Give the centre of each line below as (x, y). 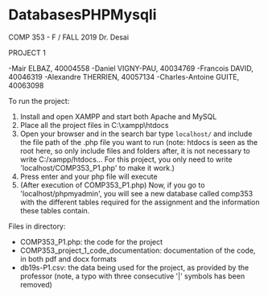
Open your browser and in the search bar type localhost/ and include (136, 134)
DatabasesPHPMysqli (82, 15)
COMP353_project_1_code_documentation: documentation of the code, (138, 250)
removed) (36, 284)
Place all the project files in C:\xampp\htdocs (94, 125)
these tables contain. (55, 210)
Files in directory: (37, 226)
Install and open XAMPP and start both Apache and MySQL (118, 116)
